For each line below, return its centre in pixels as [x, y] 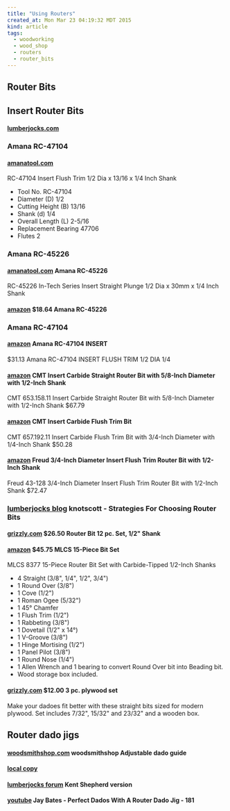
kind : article [28, 26]
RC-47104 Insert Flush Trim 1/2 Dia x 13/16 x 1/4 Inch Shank [92, 179]
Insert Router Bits [46, 111]
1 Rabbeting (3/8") [43, 623]
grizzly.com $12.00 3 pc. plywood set [62, 690]
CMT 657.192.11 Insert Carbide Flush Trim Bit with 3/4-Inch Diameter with [111, 437]
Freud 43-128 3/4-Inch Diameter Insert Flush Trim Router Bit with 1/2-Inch [113, 483]
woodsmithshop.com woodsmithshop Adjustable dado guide [97, 753]
